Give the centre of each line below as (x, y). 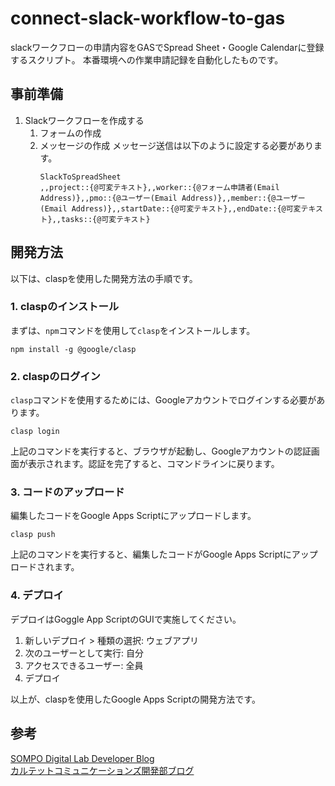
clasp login (35, 432)
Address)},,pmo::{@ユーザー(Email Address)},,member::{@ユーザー (172, 198)
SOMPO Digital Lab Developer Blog (82, 758)
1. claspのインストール (65, 307)
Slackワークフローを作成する (84, 120)
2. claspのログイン (55, 376)
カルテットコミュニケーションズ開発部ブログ (102, 770)
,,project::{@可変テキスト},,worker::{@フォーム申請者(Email (159, 187)
